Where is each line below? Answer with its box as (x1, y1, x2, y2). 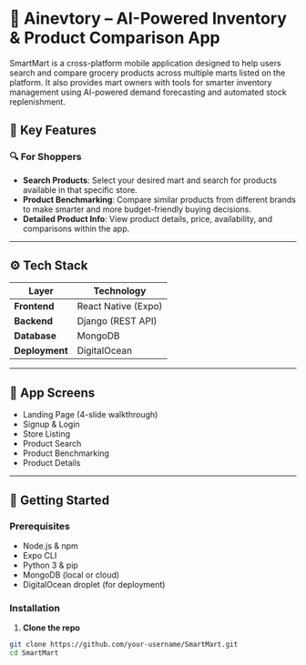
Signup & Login (22, 418, 80, 430)
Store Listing (22, 428, 71, 439)
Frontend (14, 300, 55, 313)
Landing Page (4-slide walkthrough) (22, 409, 158, 420)
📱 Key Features (9, 123, 97, 138)
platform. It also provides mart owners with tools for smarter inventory (9, 76, 272, 87)
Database (14, 329, 57, 342)
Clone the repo (22, 622, 80, 633)
